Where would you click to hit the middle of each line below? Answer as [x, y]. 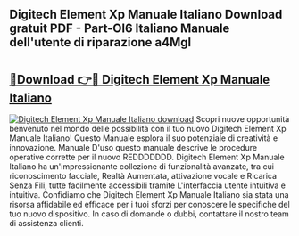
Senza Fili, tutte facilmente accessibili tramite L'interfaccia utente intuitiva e [147, 185]
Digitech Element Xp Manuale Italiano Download [146, 15]
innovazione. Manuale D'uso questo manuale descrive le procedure [133, 147]
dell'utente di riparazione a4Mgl [100, 42]
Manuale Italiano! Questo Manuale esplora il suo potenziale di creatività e [144, 138]
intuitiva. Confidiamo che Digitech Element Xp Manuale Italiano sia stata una [149, 195]
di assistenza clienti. [46, 223]
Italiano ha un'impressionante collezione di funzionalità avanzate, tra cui [142, 167]
